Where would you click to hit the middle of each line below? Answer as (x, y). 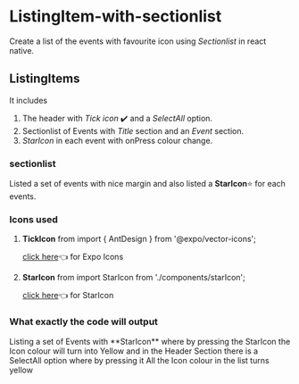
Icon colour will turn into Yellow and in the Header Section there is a (134, 351)
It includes (28, 100)
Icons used (33, 219)
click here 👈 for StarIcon (68, 296)
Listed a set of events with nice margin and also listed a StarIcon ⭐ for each (147, 184)
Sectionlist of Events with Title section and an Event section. (133, 130)
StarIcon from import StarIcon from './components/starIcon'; (133, 278)
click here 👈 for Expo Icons (73, 257)
